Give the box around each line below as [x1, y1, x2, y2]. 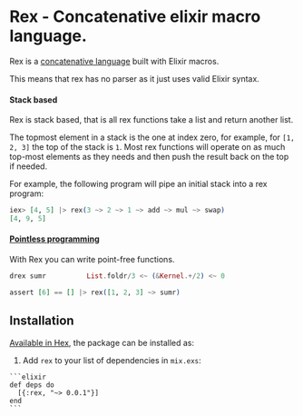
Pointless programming [9, 233, 100, 244]
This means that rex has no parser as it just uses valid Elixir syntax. [9, 73, 260, 84]
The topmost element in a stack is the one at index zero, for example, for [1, [9, 132, 295, 143]
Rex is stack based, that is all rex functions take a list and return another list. [9, 114, 294, 125]
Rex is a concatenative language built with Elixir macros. [9, 55, 220, 66]
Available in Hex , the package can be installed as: [9, 337, 195, 348]
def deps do [9, 380, 54, 390]
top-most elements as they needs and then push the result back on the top [9, 152, 289, 163]
